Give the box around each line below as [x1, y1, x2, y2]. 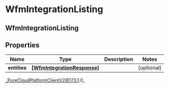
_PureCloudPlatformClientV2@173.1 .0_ [5, 77, 85, 83]
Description [104, 56, 133, 63]
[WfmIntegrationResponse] [31, 64, 99, 71]
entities [8, 64, 27, 71]
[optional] [138, 64, 162, 71]
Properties [5, 40, 40, 49]
